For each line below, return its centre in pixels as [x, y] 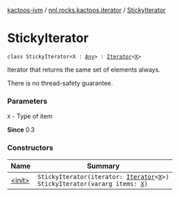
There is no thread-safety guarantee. [60, 83]
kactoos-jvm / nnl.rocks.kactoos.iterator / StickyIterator [87, 10]
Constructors [30, 148]
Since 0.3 [21, 130]
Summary [103, 166]
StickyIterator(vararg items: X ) [92, 183]
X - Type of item [30, 116]
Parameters [27, 101]
